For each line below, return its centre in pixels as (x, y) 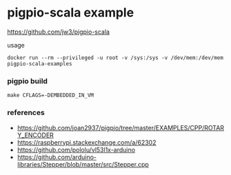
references (26, 113)
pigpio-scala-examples (40, 63)
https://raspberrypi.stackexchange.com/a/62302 (87, 142)
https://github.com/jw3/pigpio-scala (59, 32)
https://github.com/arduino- (57, 157)
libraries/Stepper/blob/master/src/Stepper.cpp (83, 164)
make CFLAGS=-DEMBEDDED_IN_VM (51, 95)
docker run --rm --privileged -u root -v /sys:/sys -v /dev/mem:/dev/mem (115, 58)
